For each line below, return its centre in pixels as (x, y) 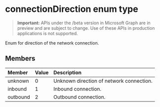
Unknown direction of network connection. (103, 81)
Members (20, 59)
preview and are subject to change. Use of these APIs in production (86, 28)
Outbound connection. (80, 97)
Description (67, 72)
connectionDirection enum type (72, 9)
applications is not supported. (47, 33)
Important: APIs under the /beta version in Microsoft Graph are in (84, 23)
